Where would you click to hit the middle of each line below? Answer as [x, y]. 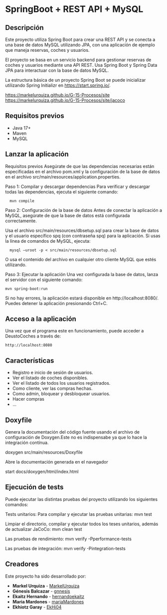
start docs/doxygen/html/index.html [42, 471]
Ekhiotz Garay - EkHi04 [37, 607]
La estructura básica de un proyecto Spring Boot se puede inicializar [76, 80]
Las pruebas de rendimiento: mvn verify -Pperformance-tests [69, 539]
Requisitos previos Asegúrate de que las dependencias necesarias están [80, 166]
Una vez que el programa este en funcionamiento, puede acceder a [75, 331]
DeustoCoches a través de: [33, 336]
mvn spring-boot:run [27, 289]
